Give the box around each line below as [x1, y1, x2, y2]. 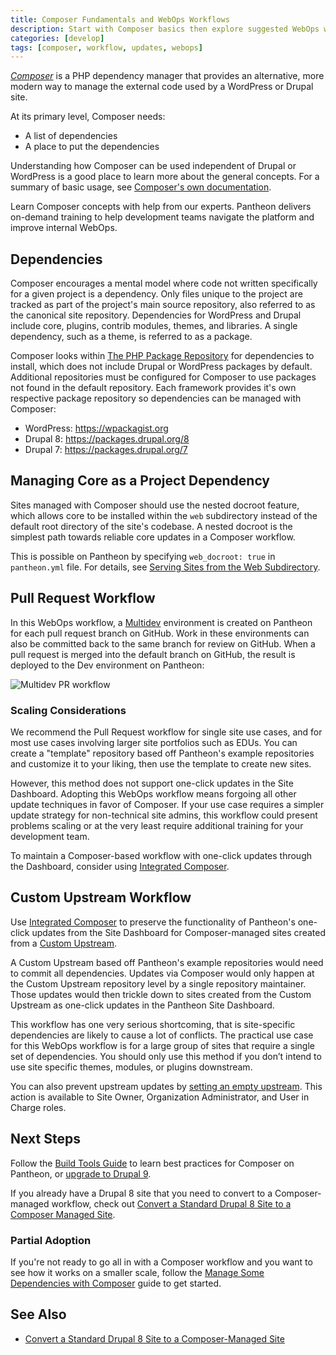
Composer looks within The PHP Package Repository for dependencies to [10, 350, 315, 362]
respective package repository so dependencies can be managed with [10, 392, 302, 405]
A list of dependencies [24, 130, 118, 142]
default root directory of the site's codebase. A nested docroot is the [10, 520, 293, 532]
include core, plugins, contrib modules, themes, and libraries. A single [10, 320, 298, 332]
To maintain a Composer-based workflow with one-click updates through [10, 849, 313, 861]
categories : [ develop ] [10, 33, 105, 43]
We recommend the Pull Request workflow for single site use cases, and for [10, 726, 323, 738]
